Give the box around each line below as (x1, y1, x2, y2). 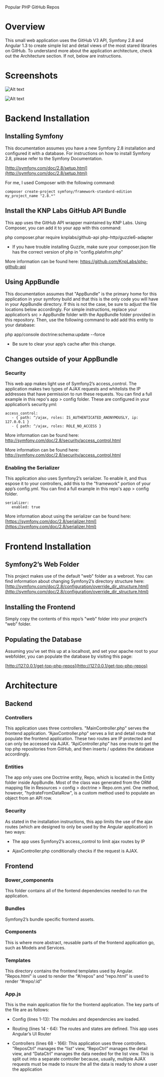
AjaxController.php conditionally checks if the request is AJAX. (12, 848, 139, 854)
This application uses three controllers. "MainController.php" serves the (5, 725, 149, 731)
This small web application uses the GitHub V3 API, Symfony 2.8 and (5, 37, 143, 43)
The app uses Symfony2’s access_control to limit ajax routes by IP (12, 838, 145, 844)
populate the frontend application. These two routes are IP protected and (5, 735, 152, 741)
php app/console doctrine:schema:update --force (5, 331, 105, 337)
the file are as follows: (5, 1007, 50, 1013)
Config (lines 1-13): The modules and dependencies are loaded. (12, 1016, 140, 1022)
